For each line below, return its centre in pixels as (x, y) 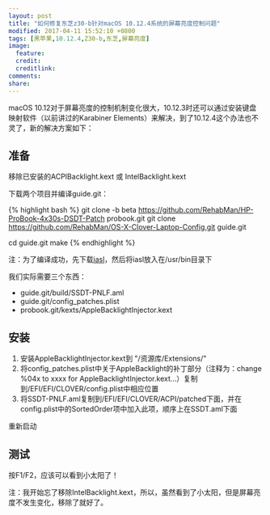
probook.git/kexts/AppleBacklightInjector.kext (96, 310)
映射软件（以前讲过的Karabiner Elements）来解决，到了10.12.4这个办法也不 (133, 117)
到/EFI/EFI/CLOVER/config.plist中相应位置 (89, 389)
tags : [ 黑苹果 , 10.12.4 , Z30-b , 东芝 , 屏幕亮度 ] (79, 38)
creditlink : (36, 69)
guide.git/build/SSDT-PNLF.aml (72, 293)
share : (19, 83)
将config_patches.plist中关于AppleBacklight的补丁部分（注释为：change (141, 369)
